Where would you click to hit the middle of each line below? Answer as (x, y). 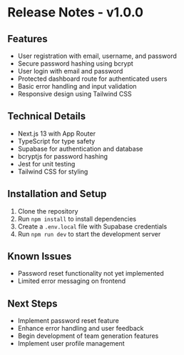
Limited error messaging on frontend (72, 281)
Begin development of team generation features (88, 336)
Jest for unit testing (46, 164)
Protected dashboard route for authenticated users (92, 79)
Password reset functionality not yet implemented (91, 274)
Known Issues (40, 257)
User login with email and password (70, 71)
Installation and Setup (57, 194)
